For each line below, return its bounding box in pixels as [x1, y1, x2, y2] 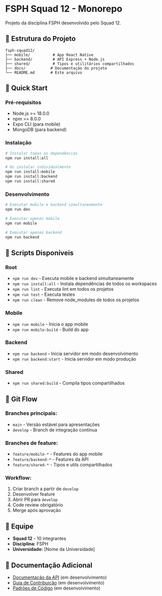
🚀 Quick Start [5, 84, 48, 93]
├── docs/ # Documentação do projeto [5, 65, 107, 71]
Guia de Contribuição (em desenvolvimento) [12, 580, 105, 586]
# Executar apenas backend [5, 230, 62, 235]
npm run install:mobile [5, 169, 56, 175]
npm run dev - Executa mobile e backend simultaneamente [12, 275, 134, 282]
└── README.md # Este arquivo [5, 70, 82, 75]
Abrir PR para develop [12, 497, 58, 503]
